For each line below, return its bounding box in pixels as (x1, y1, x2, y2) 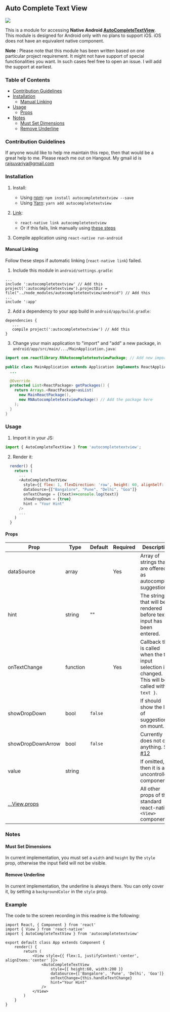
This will (140, 676, 160, 683)
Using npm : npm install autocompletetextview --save (20, 194, 134, 201)
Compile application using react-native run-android (12, 235, 123, 241)
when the (140, 651, 163, 658)
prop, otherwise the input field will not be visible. (5, 860, 107, 866)
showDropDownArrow (8, 741, 61, 748)
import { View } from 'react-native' (5, 926, 85, 931)
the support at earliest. (5, 63, 53, 70)
